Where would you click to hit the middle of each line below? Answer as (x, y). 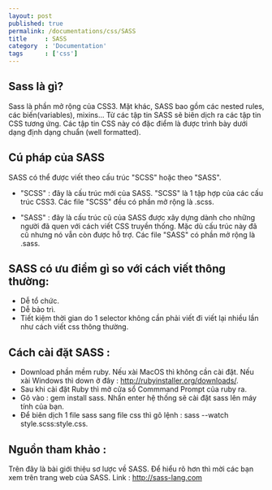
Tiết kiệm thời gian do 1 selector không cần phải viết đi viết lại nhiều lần (139, 319)
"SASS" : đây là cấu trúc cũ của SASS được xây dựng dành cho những (138, 217)
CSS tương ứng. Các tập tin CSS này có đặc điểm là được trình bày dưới (128, 124)
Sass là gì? (36, 87)
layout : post (30, 16)
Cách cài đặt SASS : (59, 352)
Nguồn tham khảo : (58, 449)
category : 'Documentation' (58, 46)
